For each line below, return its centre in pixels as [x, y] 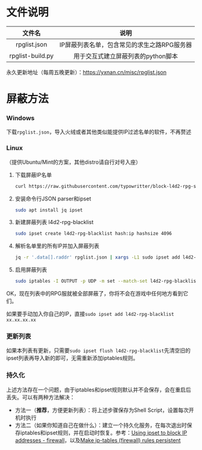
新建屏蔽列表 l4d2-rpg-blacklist [54, 222]
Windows [21, 118]
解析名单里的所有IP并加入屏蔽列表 [57, 246]
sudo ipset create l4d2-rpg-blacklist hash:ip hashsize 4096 [93, 234]
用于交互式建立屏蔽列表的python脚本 [125, 56]
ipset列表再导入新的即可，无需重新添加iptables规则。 [72, 358]
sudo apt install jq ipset [49, 210]
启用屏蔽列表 [31, 270]
